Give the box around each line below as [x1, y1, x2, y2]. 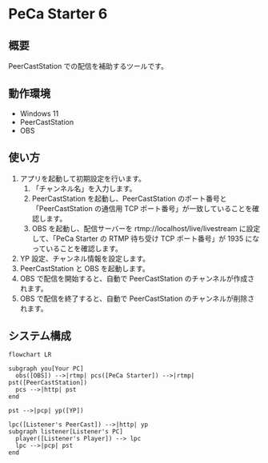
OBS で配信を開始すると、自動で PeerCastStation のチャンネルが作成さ [19, 273, 255, 283]
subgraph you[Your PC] [8, 365, 84, 373]
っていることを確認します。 [31, 243, 122, 253]
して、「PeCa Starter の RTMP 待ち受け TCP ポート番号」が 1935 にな [31, 233, 260, 243]
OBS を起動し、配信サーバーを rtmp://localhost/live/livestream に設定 [31, 223, 261, 233]
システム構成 [8, 329, 72, 343]
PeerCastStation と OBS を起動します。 [19, 263, 150, 273]
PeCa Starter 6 [8, 5, 108, 23]
